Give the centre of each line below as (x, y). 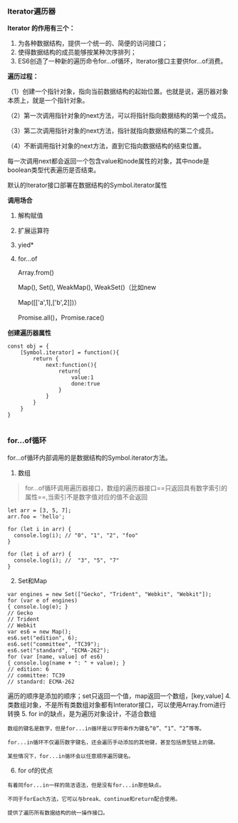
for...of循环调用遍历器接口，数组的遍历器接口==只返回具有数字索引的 (126, 488)
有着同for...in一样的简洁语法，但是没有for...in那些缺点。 (86, 785)
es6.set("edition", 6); (43, 638)
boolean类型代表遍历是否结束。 (54, 170)
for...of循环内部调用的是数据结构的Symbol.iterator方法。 (89, 458)
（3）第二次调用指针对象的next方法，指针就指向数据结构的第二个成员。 (113, 131)
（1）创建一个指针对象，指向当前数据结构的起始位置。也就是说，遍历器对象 (118, 91)
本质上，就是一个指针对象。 (48, 101)
